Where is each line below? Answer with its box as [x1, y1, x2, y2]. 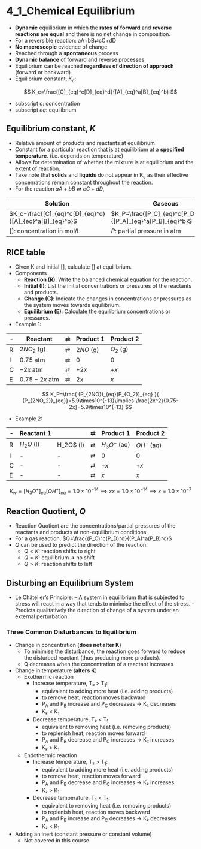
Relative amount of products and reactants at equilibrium [14, 139, 156, 146]
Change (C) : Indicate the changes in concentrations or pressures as [23, 295, 192, 302]
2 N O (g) [75, 345, 99, 354]
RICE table [6, 247, 46, 257]
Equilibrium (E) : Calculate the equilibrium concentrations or [23, 308, 171, 315]
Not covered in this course [23, 836, 90, 844]
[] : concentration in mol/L [9, 227, 81, 235]
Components [14, 270, 47, 277]
